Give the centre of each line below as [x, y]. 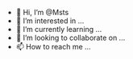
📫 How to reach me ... [53, 47]
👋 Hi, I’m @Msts [42, 12]
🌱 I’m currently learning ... [59, 29]
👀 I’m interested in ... [50, 21]
